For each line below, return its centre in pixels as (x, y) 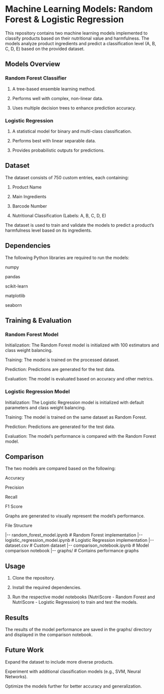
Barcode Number (30, 206)
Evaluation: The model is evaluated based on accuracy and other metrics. (79, 379)
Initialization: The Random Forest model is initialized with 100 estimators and (82, 345)
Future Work (25, 650)
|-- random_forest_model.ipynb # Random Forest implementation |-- (74, 535)
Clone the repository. (33, 578)
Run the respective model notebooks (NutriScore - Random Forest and (83, 597)
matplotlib (15, 295)
